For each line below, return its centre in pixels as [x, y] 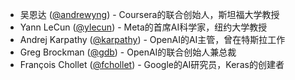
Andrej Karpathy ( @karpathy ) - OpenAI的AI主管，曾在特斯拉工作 [152, 39]
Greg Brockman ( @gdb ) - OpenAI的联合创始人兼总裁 [128, 52]
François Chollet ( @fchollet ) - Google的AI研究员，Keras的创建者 [152, 64]
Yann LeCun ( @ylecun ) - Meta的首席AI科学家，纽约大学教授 [143, 27]
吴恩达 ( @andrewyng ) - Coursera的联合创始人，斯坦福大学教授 [149, 14]
